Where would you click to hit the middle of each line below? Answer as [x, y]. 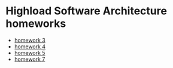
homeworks [36, 24]
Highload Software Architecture [86, 11]
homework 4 [30, 47]
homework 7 [30, 59]
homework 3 [30, 40]
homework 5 [30, 52]
